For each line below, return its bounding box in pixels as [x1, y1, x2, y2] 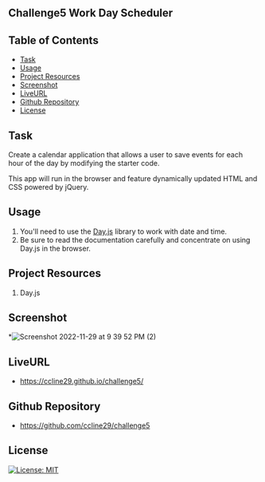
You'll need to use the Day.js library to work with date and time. [19, 227, 228, 236]
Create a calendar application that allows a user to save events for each [8, 150, 244, 160]
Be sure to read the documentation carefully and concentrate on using [19, 235, 251, 244]
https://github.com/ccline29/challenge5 [19, 421, 150, 430]
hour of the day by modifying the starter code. [8, 159, 160, 168]
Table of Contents [8, 34, 99, 47]
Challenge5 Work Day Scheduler [8, 6, 173, 20]
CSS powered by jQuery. [8, 183, 89, 192]
